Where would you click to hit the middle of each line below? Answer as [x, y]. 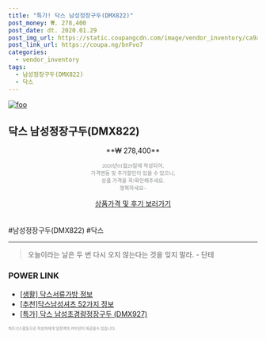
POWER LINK [34, 276]
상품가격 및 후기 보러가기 [133, 204]
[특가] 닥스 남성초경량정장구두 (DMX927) [84, 314]
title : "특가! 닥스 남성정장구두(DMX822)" [71, 15]
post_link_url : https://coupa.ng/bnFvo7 [76, 45]
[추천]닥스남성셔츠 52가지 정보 [67, 304]
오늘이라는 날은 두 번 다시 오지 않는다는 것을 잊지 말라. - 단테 [121, 255]
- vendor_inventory [47, 60]
